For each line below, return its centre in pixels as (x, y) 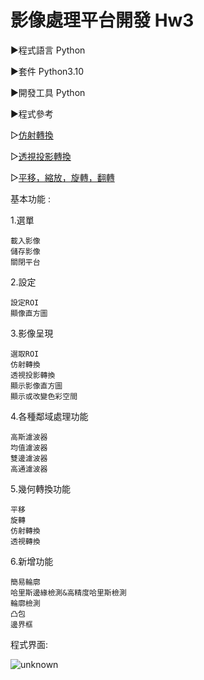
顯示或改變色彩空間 (44, 396)
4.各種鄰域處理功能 (49, 416)
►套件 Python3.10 (47, 71)
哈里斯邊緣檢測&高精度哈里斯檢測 (68, 592)
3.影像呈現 (32, 333)
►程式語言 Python (48, 50)
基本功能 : (30, 198)
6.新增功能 (32, 561)
